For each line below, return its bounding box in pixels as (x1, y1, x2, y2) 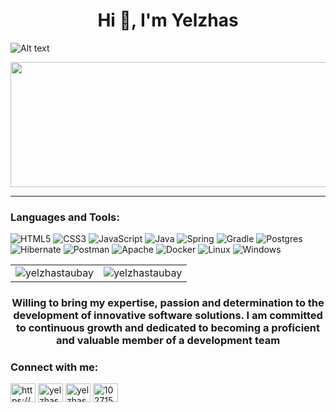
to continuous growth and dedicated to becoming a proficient (15, 321, 320, 335)
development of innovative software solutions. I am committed (13, 309, 323, 323)
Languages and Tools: (10, 210, 120, 224)
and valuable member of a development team (55, 334, 281, 348)
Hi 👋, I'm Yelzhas (97, 9, 239, 32)
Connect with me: (10, 360, 99, 374)
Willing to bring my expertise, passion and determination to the (11, 296, 325, 310)
